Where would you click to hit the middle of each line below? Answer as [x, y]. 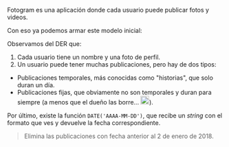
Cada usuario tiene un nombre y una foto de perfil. [88, 57]
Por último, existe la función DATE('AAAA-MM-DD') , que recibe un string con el [115, 115]
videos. [18, 17]
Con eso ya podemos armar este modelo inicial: [75, 31]
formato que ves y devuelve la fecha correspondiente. [84, 123]
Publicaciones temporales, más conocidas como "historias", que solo [115, 78]
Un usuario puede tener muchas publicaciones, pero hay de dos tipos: [117, 64]
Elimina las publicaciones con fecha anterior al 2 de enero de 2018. [119, 136]
